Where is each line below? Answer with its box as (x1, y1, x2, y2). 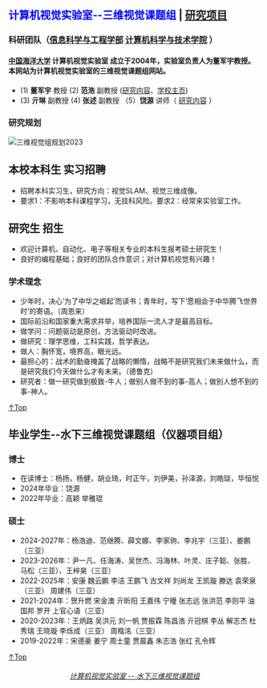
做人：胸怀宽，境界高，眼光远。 (19, 346, 126, 356)
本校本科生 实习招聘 (8, 163, 106, 177)
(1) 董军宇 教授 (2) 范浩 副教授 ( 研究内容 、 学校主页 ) (19, 85, 188, 95)
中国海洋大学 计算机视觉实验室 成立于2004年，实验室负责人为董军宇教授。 (8, 55, 255, 65)
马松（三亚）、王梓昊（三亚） (19, 565, 115, 575)
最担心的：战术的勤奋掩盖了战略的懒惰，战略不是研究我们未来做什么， (19, 356, 253, 366)
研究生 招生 (8, 222, 64, 235)
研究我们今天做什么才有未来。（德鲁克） (26, 366, 158, 376)
